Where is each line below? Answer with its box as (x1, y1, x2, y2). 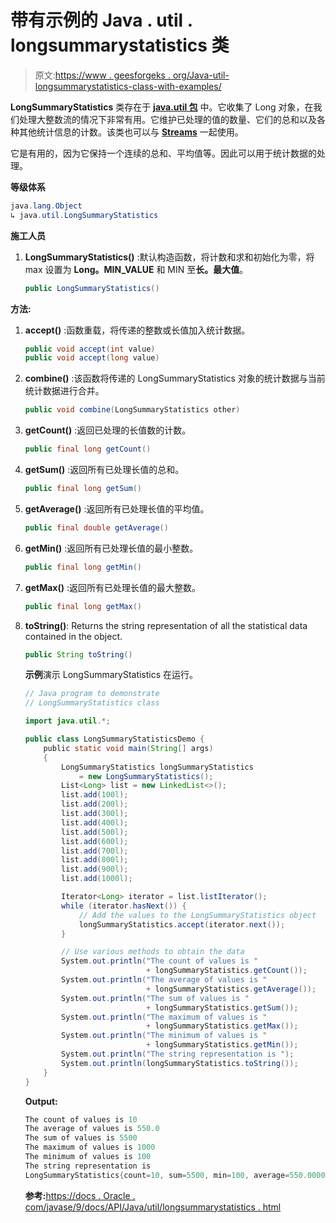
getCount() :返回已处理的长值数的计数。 (24, 424, 192, 436)
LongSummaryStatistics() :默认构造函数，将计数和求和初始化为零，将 (24, 251, 315, 263)
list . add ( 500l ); (61, 827, 129, 837)
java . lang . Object (10, 201, 83, 211)
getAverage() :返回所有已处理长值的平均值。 (24, 502, 210, 515)
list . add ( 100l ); (61, 790, 129, 800)
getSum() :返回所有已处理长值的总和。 (24, 464, 185, 476)
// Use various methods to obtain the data (61, 947, 245, 957)
